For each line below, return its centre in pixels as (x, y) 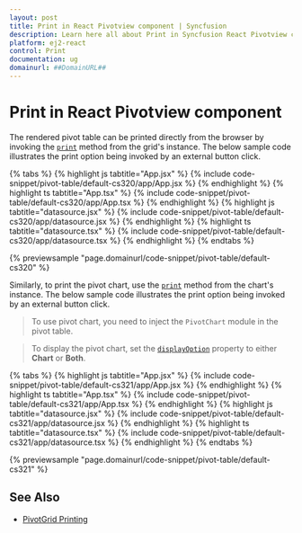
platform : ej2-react (48, 43)
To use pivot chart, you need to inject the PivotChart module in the (155, 321)
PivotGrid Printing (55, 519)
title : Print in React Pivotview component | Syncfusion (118, 26)
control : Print (38, 51)
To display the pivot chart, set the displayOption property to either (154, 348)
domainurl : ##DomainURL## (58, 68)
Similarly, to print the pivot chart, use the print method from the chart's (142, 285)
